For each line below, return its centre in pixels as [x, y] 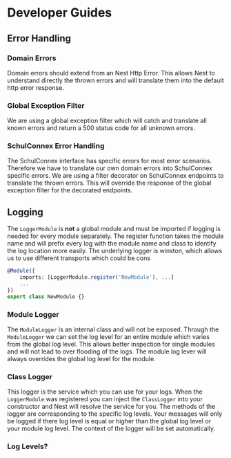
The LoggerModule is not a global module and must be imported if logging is [114, 229]
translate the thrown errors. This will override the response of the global [109, 183]
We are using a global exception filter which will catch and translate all [107, 121]
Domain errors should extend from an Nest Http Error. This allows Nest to [111, 73]
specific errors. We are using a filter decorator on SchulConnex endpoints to [115, 176]
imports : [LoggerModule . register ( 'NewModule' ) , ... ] [97, 277]
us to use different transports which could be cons [79, 258]
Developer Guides [60, 13]
